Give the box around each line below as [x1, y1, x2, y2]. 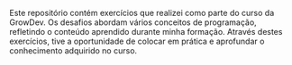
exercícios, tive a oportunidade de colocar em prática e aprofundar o [9, 36, 265, 46]
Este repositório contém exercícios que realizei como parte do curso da [9, 8, 275, 18]
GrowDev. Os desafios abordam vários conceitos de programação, [9, 17, 257, 28]
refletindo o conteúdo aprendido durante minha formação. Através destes [9, 27, 283, 37]
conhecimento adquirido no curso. [9, 45, 138, 56]
